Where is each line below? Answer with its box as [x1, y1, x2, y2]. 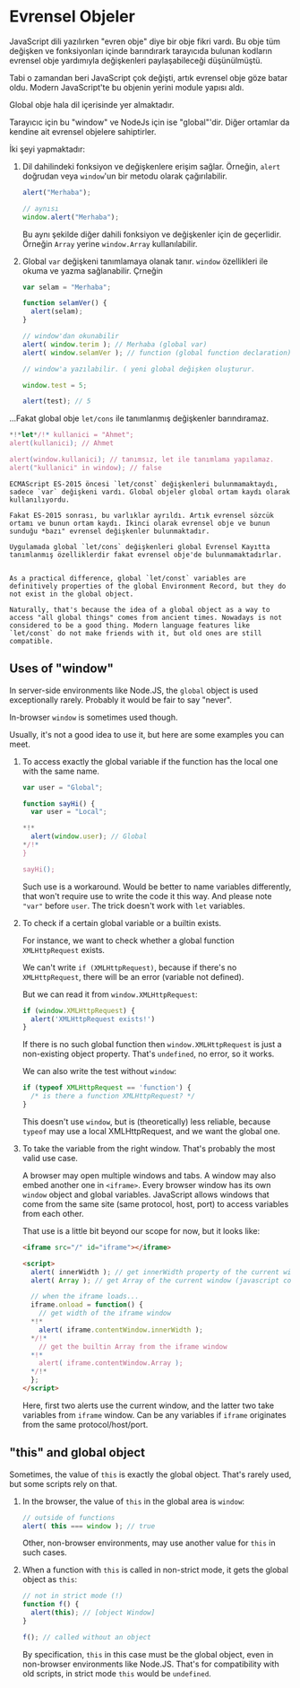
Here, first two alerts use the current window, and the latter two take [21, 1400, 275, 1411]
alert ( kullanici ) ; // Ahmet [9, 439, 115, 448]
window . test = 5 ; [21, 380, 88, 389]
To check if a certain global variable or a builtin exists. [21, 917, 222, 928]
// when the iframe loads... [30, 1292, 140, 1301]
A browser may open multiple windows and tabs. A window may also [21, 1169, 276, 1181]
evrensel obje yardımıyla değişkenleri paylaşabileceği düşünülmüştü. [9, 55, 262, 66]
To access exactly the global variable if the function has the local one [21, 756, 279, 766]
